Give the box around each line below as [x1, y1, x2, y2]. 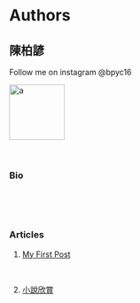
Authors [9, 5, 71, 26]
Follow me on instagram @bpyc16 [9, 67, 132, 77]
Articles [9, 229, 44, 241]
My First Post [21, 249, 71, 260]
